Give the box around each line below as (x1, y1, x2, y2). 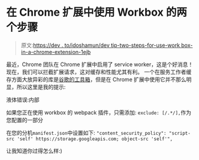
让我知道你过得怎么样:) (6, 147, 63, 154)
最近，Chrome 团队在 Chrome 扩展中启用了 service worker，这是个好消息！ (6, 61, 194, 68)
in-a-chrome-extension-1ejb (20, 48, 91, 55)
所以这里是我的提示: (16, 83, 66, 90)
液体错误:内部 (6, 96, 40, 103)
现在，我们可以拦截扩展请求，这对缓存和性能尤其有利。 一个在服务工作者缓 (6, 68, 192, 75)
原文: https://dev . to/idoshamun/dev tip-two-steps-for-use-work (20, 42, 180, 49)
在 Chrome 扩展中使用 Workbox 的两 (6, 5, 188, 19)
